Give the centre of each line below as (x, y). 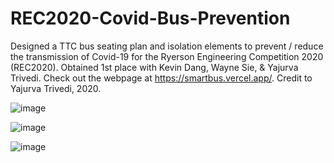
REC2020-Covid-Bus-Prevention (150, 18)
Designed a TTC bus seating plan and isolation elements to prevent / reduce (167, 46)
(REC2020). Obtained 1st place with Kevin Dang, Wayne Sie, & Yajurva (154, 67)
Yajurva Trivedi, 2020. (56, 88)
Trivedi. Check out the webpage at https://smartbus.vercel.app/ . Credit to (161, 78)
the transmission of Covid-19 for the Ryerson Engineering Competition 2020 (167, 56)
